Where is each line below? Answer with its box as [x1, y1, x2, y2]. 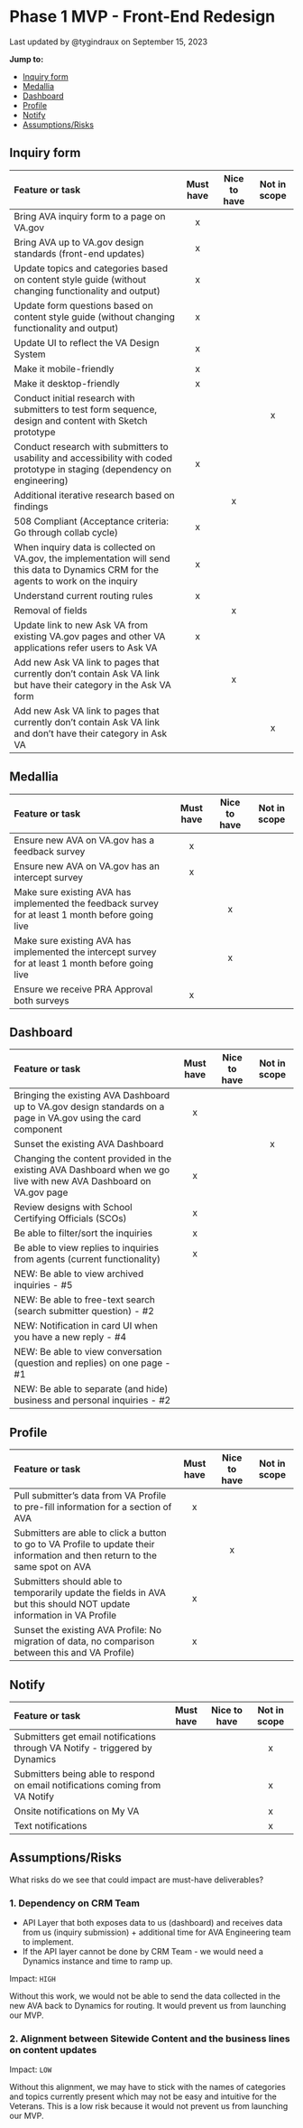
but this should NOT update [14, 1598, 131, 1610]
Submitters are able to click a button [14, 1526, 167, 1539]
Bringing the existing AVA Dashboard [14, 1089, 170, 1102]
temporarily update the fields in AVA [14, 1587, 167, 1600]
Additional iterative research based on [14, 489, 176, 501]
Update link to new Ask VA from [14, 619, 149, 631]
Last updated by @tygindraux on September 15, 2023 [9, 36, 208, 47]
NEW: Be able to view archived [14, 1267, 144, 1280]
